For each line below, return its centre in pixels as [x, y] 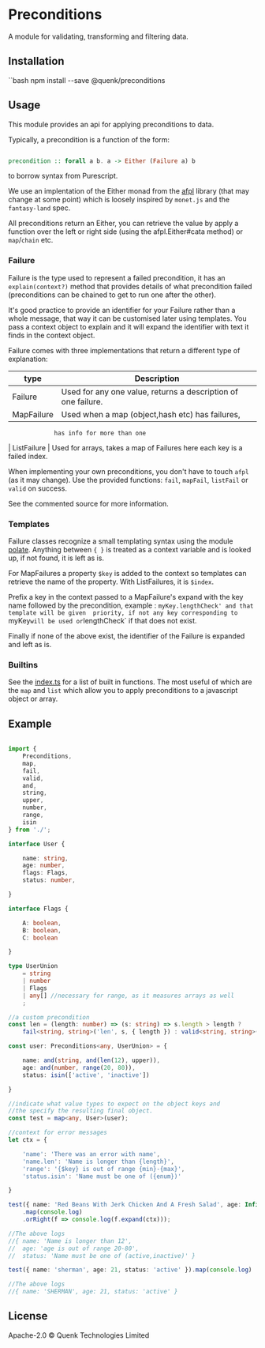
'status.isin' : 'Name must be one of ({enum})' [102, 1176]
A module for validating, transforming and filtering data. [99, 36]
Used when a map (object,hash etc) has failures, [151, 414]
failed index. [28, 456]
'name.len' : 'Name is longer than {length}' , [99, 1162]
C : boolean [40, 938]
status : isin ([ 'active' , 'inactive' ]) [86, 1075]
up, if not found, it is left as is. [56, 558]
